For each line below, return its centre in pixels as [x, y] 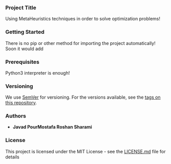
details [12, 157]
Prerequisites [22, 62]
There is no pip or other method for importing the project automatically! [80, 43]
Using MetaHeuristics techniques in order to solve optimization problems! [83, 19]
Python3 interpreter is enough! [38, 73]
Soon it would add [24, 49]
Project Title [21, 8]
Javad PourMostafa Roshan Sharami [52, 127]
